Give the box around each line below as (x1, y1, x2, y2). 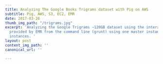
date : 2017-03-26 (5, 16, 40, 21)
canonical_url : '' (5, 47, 42, 52)
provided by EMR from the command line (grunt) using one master (9, 29, 145, 34)
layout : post (5, 38, 32, 43)
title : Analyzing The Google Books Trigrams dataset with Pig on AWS (5, 7, 149, 12)
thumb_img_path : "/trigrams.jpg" (5, 20, 73, 26)
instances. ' (9, 34, 36, 39)
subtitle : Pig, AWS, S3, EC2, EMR (5, 12, 75, 16)
